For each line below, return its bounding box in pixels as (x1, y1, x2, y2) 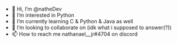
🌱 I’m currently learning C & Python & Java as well (11, 18, 133, 24)
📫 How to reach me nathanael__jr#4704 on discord (11, 31, 138, 37)
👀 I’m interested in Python (11, 12, 75, 19)
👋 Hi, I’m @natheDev (11, 6, 62, 12)
